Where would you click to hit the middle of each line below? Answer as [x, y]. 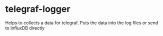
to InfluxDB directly [25, 28]
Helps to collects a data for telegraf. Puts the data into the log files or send [82, 23]
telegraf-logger [38, 9]
